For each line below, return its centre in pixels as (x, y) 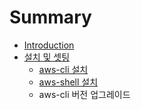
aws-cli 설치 (63, 69)
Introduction (49, 45)
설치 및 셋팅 (47, 57)
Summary (50, 17)
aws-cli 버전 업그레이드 (84, 94)
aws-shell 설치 (68, 82)
